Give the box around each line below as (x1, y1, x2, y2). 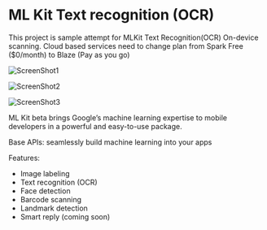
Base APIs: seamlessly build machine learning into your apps (8, 137, 212, 147)
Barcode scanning (20, 194, 82, 204)
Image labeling (20, 168, 70, 178)
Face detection (20, 185, 71, 196)
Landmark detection (20, 203, 88, 213)
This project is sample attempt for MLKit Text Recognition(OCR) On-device (8, 33, 259, 42)
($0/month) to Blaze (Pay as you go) (8, 50, 130, 59)
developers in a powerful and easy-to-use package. (8, 121, 182, 131)
